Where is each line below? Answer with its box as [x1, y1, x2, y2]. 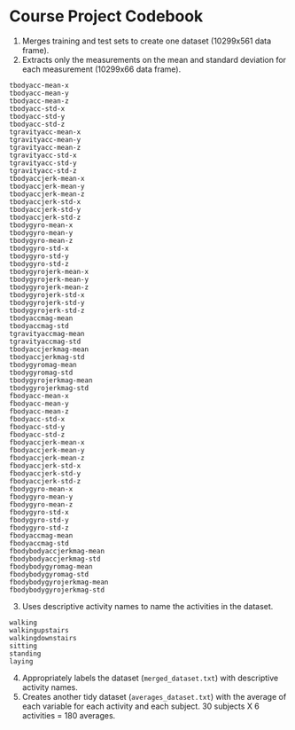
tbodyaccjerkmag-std [9, 352, 86, 361]
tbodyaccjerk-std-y [9, 205, 82, 214]
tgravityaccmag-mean [9, 329, 86, 338]
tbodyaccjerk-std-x [9, 197, 82, 206]
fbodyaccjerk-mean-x [9, 437, 86, 447]
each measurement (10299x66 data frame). [21, 64, 182, 75]
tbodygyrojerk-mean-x [9, 267, 89, 276]
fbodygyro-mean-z [9, 499, 74, 509]
